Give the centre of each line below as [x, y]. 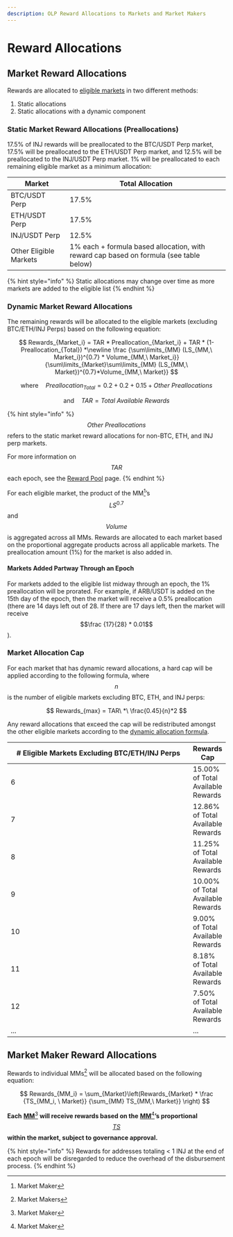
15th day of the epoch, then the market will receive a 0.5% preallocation [110, 598]
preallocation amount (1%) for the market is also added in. [90, 552]
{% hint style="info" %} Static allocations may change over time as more [111, 281]
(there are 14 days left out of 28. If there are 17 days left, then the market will [116, 606]
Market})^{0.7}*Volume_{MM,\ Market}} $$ [116, 372]
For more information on [42, 457]
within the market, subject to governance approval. [83, 1138]
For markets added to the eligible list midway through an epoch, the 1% [109, 584]
